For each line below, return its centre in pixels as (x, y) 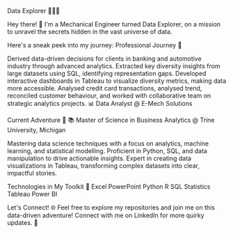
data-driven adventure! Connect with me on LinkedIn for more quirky (106, 215)
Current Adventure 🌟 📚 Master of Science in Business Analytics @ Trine (111, 120)
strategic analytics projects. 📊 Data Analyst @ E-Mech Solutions (100, 103)
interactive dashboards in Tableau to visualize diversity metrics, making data (117, 81)
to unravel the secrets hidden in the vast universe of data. (90, 32)
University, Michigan (37, 130)
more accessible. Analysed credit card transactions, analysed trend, (105, 88)
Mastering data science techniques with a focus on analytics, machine (108, 143)
